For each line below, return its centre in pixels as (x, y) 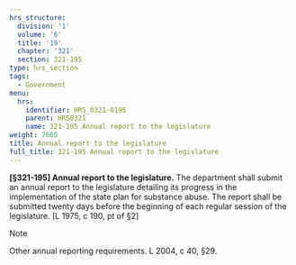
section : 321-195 (50, 59)
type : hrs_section (44, 69)
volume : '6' (40, 34)
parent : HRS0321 (56, 118)
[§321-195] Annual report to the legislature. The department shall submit (146, 178)
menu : (19, 93)
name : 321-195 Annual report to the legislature (118, 127)
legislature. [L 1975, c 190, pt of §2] (74, 215)
